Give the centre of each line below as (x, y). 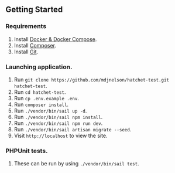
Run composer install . (41, 104)
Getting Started (34, 10)
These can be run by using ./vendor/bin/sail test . (76, 164)
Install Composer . (35, 45)
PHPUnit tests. (27, 151)
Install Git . (26, 52)
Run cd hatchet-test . (40, 92)
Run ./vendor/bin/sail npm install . (58, 117)
